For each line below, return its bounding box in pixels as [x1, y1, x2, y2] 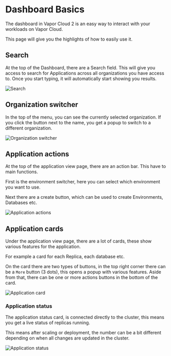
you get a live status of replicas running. [5, 320, 90, 326]
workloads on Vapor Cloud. [5, 26, 63, 32]
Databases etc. [5, 199, 37, 206]
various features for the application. [5, 243, 81, 250]
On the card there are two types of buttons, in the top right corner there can [5, 264, 166, 270]
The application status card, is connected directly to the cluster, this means [5, 314, 164, 321]
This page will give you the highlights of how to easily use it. [5, 36, 132, 42]
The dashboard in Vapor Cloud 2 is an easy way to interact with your [5, 21, 150, 27]
